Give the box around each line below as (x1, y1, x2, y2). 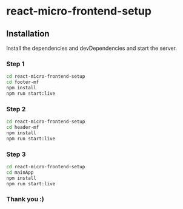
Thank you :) (6, 195, 44, 204)
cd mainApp (6, 169, 34, 176)
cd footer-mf (6, 79, 39, 86)
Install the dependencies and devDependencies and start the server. (6, 44, 178, 52)
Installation (6, 29, 50, 39)
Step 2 (6, 104, 26, 113)
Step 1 (6, 60, 25, 68)
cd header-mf (6, 124, 39, 130)
